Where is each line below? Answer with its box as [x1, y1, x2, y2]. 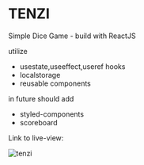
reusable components [19, 79, 91, 88]
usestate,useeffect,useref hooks [19, 61, 126, 71]
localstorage [19, 70, 61, 79]
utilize [8, 46, 28, 56]
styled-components [19, 109, 85, 119]
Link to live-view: [8, 132, 64, 143]
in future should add [8, 94, 74, 103]
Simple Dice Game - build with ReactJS [8, 31, 136, 40]
